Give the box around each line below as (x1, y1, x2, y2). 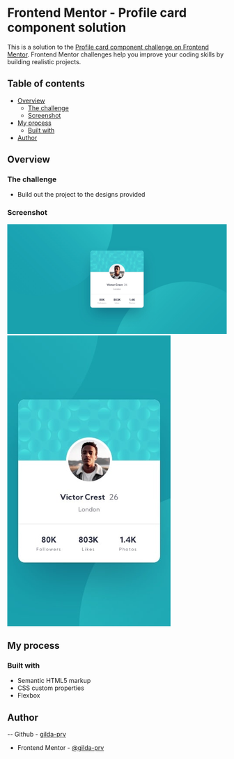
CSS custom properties (17, 684, 85, 692)
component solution (7, 20, 127, 36)
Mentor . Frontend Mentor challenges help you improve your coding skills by (7, 50, 224, 59)
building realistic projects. (7, 57, 81, 66)
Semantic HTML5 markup (17, 677, 91, 685)
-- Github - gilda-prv (7, 730, 66, 739)
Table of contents (7, 78, 85, 90)
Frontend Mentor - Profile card (7, 5, 187, 21)
